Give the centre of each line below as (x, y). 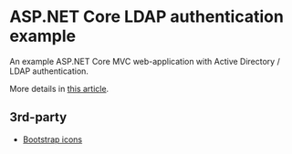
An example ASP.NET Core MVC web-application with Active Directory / (145, 61)
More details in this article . (59, 88)
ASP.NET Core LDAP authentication (147, 17)
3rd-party (38, 117)
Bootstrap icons (52, 139)
